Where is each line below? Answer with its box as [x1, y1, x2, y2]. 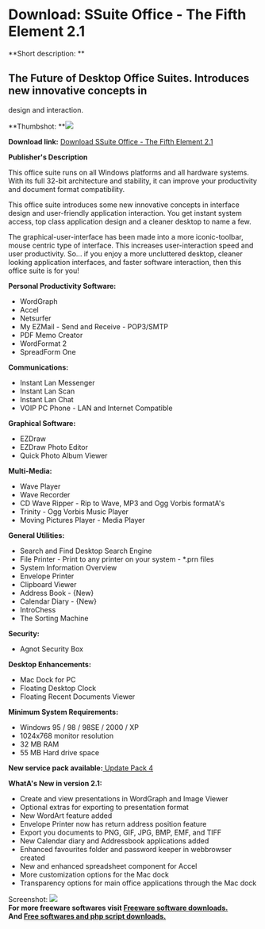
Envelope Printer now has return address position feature [19, 819, 207, 828]
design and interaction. [8, 105, 84, 114]
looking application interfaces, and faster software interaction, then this [8, 257, 242, 267]
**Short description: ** [8, 48, 85, 58]
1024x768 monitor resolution [19, 731, 113, 740]
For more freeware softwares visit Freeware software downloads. [8, 903, 229, 912]
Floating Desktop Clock [19, 683, 97, 693]
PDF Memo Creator [19, 330, 83, 340]
